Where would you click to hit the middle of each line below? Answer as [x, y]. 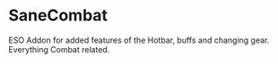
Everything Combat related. [59, 49]
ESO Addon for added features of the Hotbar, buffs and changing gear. [139, 40]
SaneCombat [58, 16]
